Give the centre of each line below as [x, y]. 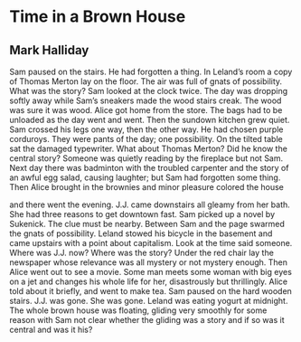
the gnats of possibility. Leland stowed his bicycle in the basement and [141, 233]
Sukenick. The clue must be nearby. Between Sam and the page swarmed [147, 224]
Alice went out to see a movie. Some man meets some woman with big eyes [150, 272]
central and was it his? [51, 329]
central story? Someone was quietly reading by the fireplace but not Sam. [146, 158]
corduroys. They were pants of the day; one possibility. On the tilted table [146, 139]
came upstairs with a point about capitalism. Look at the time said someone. [151, 243]
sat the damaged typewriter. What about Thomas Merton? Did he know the [148, 148]
